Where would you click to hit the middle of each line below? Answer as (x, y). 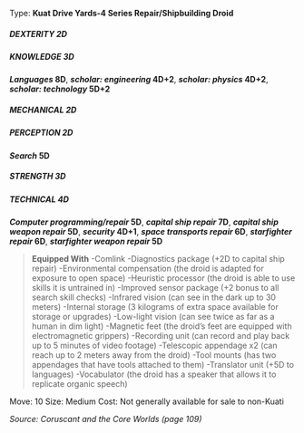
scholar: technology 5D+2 (60, 89)
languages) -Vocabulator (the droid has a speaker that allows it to (154, 374)
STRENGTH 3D (38, 177)
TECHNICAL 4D (39, 199)
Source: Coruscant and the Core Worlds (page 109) (106, 419)
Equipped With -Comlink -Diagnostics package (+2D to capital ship (158, 259)
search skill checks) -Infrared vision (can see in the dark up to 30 (154, 297)
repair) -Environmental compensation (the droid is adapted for (148, 269)
